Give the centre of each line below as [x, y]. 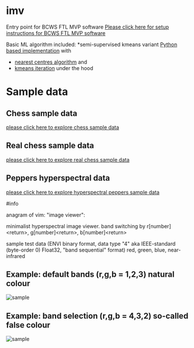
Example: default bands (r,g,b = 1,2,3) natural [90, 274]
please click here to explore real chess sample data [68, 159]
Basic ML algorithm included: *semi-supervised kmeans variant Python [92, 44]
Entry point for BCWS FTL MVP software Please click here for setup [88, 27]
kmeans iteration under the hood [54, 68]
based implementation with [39, 50]
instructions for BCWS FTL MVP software [56, 33]
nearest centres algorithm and [51, 62]
